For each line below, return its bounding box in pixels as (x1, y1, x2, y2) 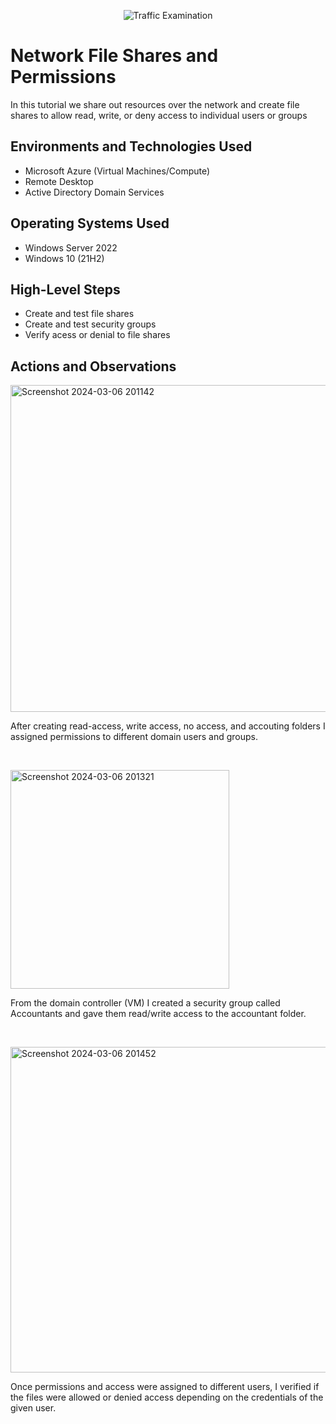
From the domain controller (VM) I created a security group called (10, 997, 281, 1009)
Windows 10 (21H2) (24, 252, 105, 264)
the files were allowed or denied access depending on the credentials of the (10, 1391, 324, 1404)
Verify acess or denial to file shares (24, 329, 171, 341)
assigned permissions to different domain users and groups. (10, 731, 258, 743)
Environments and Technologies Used (10, 138, 253, 155)
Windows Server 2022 (24, 241, 118, 254)
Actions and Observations (10, 358, 177, 375)
